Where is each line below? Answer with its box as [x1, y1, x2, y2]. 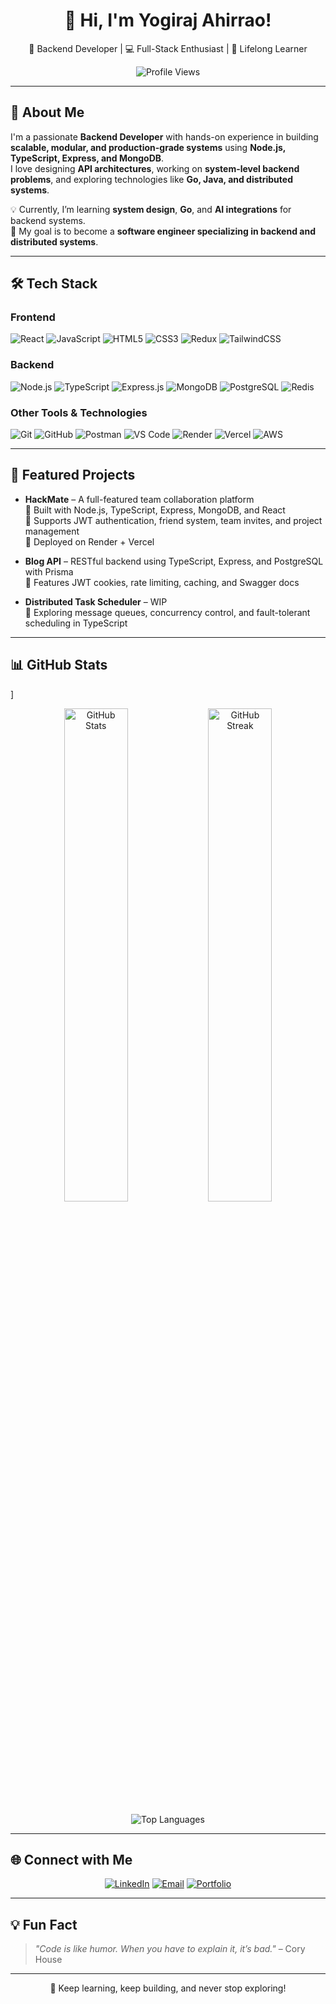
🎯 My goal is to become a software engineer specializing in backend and [10, 225, 316, 237]
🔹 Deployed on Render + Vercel [24, 535, 155, 548]
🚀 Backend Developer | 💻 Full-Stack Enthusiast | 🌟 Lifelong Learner [28, 42, 308, 54]
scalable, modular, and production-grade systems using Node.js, [10, 141, 287, 153]
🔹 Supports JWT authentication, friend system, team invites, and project [24, 514, 323, 526]
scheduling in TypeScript [24, 617, 128, 629]
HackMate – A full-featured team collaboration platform [24, 493, 255, 505]
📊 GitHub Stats [10, 657, 108, 674]
